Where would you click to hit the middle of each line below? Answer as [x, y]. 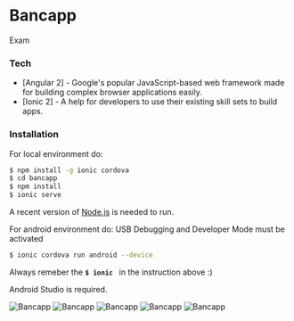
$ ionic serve [36, 195]
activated [26, 239]
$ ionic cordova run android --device [81, 255]
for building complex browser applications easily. [112, 92]
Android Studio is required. [58, 289]
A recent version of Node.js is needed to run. [92, 212]
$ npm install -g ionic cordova [69, 170]
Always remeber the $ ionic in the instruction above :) [111, 272]
